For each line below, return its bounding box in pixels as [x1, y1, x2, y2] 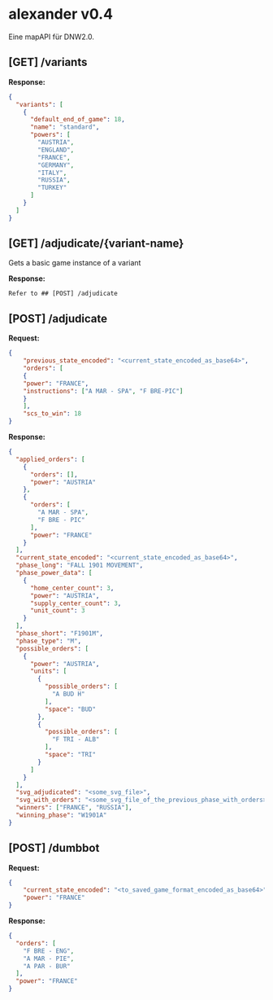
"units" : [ [29, 667, 67, 676]
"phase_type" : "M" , [15, 637, 82, 645]
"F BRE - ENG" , [23, 946, 75, 955]
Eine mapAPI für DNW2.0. [8, 32, 95, 42]
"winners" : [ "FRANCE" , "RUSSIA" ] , [15, 804, 132, 812]
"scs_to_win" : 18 [23, 410, 82, 418]
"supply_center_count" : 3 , [29, 599, 122, 607]
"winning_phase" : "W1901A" [15, 811, 107, 819]
